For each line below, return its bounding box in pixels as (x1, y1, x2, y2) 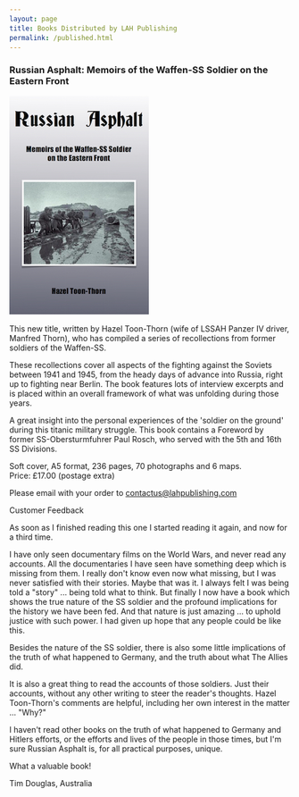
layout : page (9, 14, 58, 23)
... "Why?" (9, 707, 46, 717)
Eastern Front (9, 75, 70, 88)
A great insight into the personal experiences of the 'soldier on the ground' (9, 415, 284, 425)
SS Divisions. (9, 443, 58, 454)
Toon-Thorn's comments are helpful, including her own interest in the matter (9, 697, 290, 708)
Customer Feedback (9, 505, 85, 516)
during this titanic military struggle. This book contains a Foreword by (9, 424, 264, 435)
